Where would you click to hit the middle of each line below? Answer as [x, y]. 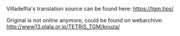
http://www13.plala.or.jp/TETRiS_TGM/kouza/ [63, 27]
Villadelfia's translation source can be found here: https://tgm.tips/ [90, 9]
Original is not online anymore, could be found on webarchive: [85, 20]
